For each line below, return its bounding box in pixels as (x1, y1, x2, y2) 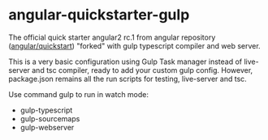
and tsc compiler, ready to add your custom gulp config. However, (32, 65, 253, 74)
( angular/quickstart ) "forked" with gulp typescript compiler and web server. (8, 40, 262, 50)
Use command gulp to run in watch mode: (8, 89, 149, 99)
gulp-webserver (19, 122, 75, 132)
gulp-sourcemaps (19, 113, 80, 123)
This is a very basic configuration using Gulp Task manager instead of (8, 57, 243, 66)
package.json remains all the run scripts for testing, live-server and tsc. (8, 74, 248, 83)
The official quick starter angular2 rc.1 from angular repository (8, 32, 216, 42)
